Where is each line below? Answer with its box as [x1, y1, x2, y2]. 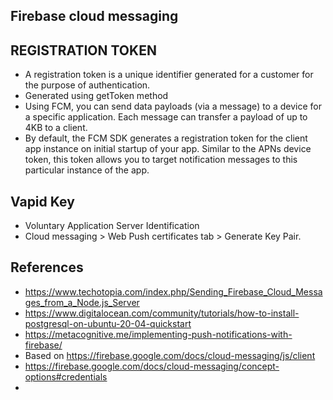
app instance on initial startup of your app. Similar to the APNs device [24, 143, 312, 155]
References [10, 259, 84, 276]
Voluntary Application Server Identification [24, 220, 200, 232]
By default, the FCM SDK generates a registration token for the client [24, 132, 308, 144]
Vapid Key [10, 193, 75, 210]
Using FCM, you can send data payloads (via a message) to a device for [24, 100, 322, 113]
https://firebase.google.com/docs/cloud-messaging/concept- [24, 360, 280, 372]
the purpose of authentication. [24, 79, 151, 91]
